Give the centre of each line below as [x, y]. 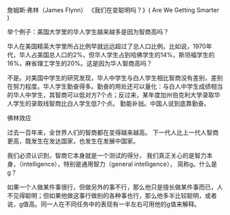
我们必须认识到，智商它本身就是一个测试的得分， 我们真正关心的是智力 [107, 155]
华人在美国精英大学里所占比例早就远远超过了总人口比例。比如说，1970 [107, 46]
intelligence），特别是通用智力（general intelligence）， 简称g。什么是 [119, 164]
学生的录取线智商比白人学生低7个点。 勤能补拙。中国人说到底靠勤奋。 [111, 103]
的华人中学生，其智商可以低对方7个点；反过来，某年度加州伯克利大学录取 [111, 95]
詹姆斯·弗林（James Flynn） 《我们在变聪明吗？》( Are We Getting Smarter [113, 10]
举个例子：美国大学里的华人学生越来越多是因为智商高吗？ [88, 32]
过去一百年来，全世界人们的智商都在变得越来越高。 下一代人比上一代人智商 [113, 132]
